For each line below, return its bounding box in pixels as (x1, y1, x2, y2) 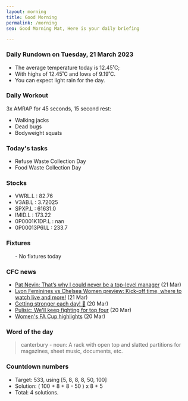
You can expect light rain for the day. (14, 76, 105, 84)
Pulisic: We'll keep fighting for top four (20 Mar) (14, 307, 132, 314)
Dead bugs (14, 123, 42, 130)
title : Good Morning (6, 14, 58, 20)
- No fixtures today (14, 252, 61, 260)
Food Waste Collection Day (14, 164, 82, 171)
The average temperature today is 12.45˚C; (14, 64, 120, 71)
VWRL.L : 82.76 (14, 192, 54, 200)
